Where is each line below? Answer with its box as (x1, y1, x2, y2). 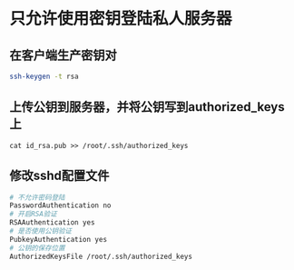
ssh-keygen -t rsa (9, 72, 79, 81)
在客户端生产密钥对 (9, 47, 117, 63)
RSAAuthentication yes (9, 218, 95, 227)
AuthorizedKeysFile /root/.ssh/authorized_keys (9, 252, 193, 261)
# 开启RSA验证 (9, 210, 57, 219)
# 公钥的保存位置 (9, 243, 65, 253)
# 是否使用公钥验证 (9, 226, 73, 235)
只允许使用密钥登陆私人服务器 (9, 8, 233, 29)
